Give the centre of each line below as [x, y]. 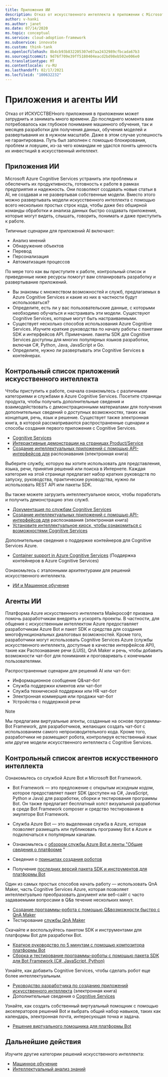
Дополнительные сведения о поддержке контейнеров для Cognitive [78, 540]
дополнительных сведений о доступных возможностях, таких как [76, 412]
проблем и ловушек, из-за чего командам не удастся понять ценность [81, 145]
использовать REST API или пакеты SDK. [49, 485]
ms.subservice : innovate [31, 43]
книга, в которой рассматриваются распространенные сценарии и [77, 423]
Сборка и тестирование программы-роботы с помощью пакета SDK [86, 955]
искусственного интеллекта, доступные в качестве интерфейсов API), [80, 645]
